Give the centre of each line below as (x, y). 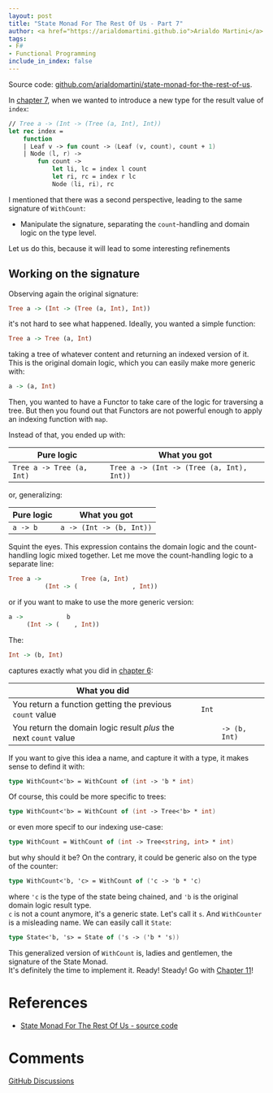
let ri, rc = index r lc (94, 176)
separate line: (31, 564)
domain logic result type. (50, 905)
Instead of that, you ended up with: (67, 435)
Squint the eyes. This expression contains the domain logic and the (121, 547)
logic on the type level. (58, 232)
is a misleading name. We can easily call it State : (90, 922)
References (48, 1003)
